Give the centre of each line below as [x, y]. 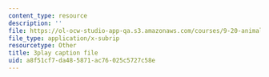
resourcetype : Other [43, 46]
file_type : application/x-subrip [64, 38]
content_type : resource [48, 16]
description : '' [35, 23]
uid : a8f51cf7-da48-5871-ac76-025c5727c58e [82, 61]
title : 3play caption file [53, 53]
